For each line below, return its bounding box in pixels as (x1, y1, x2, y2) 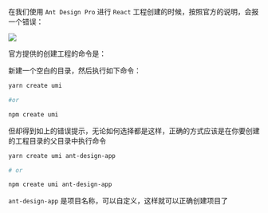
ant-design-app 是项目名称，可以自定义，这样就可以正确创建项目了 (8, 196, 229, 206)
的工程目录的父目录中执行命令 (8, 136, 106, 145)
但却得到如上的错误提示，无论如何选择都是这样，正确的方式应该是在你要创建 (8, 126, 260, 136)
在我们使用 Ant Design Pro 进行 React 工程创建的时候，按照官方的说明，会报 (8, 7, 259, 16)
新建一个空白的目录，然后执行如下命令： (8, 66, 141, 75)
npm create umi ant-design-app (8, 180, 112, 189)
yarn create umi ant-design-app (8, 152, 116, 160)
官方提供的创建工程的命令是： (8, 49, 106, 58)
